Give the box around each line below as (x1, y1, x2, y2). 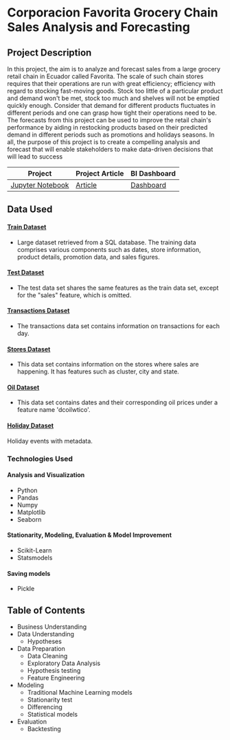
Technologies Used (7, 454, 73, 463)
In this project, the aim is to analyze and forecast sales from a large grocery (7, 65, 221, 73)
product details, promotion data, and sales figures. (16, 253, 160, 261)
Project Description (7, 47, 92, 58)
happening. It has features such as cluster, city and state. (16, 367, 180, 375)
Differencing (27, 702, 63, 711)
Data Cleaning (27, 651, 68, 660)
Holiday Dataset (7, 421, 54, 430)
